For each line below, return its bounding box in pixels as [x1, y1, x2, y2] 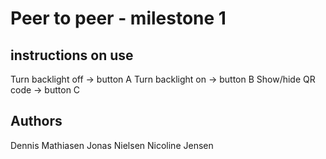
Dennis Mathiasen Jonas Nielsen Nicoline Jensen [10, 139, 214, 151]
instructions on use [10, 47, 134, 64]
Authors [10, 113, 63, 130]
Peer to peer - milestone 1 [10, 7, 227, 30]
